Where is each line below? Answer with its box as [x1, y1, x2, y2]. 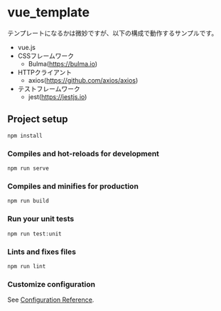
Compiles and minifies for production [7, 181, 139, 191]
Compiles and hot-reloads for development [7, 148, 160, 158]
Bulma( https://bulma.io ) [28, 59, 98, 68]
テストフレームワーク [17, 84, 80, 93]
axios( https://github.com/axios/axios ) [28, 76, 139, 84]
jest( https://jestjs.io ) [28, 92, 87, 101]
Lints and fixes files [7, 247, 77, 257]
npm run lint [7, 262, 46, 270]
